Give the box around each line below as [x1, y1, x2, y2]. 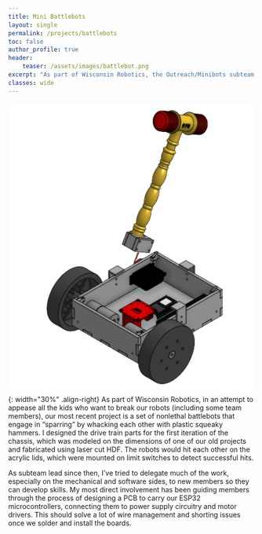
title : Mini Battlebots [8, 13, 86, 20]
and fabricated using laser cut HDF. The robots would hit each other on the [8, 444, 251, 454]
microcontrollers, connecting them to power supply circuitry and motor [8, 501, 237, 510]
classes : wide [8, 79, 55, 86]
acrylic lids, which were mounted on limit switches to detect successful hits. [8, 452, 254, 463]
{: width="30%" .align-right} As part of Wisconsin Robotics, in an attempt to [8, 394, 253, 404]
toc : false [8, 38, 44, 46]
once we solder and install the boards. [8, 518, 132, 528]
